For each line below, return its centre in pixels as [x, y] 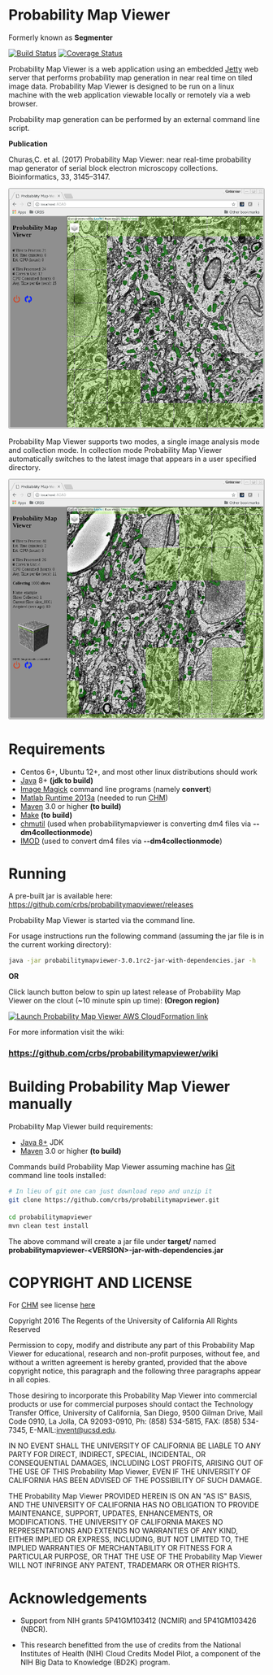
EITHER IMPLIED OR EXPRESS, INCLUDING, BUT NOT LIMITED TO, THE [129, 1539]
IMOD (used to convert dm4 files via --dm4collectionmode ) [121, 841]
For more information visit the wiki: [66, 1032]
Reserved [24, 1329]
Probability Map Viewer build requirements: [81, 1127]
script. [19, 128]
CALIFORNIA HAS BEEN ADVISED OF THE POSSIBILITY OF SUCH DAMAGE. [135, 1481]
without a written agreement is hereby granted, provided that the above [128, 1363]
